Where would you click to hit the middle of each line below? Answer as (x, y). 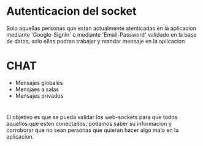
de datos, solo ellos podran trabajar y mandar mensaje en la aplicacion (96, 41)
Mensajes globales (39, 82)
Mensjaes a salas (37, 89)
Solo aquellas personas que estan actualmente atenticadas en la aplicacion (101, 28)
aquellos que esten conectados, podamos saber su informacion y (89, 124)
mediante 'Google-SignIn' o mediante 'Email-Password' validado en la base (102, 34)
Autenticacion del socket (71, 11)
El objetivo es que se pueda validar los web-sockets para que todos (92, 117)
